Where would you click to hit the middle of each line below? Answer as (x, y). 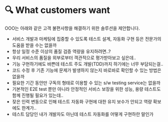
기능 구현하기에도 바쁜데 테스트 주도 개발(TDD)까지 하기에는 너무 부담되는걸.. (88, 64)
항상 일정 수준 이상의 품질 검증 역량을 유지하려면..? (61, 51)
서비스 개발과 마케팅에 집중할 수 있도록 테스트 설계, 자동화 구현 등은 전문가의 (87, 39)
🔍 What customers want (58, 10)
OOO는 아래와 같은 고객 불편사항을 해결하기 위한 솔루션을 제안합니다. (72, 28)
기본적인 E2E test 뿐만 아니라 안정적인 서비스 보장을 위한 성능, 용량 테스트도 (86, 89)
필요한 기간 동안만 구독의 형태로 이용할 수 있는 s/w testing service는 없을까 (86, 83)
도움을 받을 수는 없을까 (34, 45)
